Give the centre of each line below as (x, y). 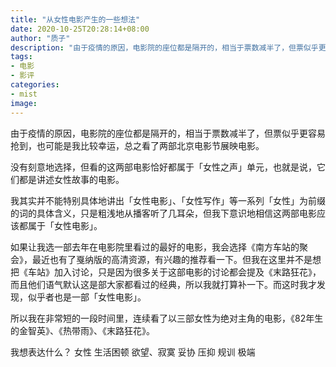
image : (24, 103)
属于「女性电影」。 (65, 225)
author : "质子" (40, 38)
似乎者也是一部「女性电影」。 (87, 297)
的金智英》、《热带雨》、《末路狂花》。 (82, 330)
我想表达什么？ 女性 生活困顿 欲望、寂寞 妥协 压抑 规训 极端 (133, 352)
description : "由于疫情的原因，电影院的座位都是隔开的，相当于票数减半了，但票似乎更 (168, 47)
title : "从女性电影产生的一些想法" (75, 19)
